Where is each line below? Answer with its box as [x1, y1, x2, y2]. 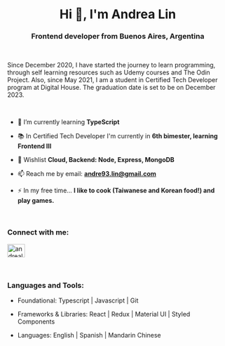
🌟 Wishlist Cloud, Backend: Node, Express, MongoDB [17, 156, 175, 164]
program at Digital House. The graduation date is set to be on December [7, 84, 216, 92]
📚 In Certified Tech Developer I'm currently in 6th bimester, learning [17, 132, 219, 140]
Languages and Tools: [7, 280, 84, 290]
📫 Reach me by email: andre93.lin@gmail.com [17, 170, 156, 178]
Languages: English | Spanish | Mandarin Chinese [17, 331, 161, 340]
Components [17, 317, 55, 326]
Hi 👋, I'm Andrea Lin [59, 6, 177, 22]
